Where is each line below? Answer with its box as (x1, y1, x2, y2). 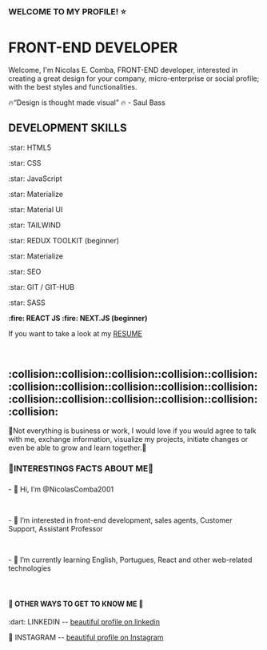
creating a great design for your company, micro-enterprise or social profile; (8, 74, 260, 83)
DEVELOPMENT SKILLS (8, 122, 127, 135)
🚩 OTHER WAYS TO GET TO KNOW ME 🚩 (8, 599, 144, 609)
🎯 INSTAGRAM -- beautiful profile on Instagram (8, 632, 164, 642)
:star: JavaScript (8, 174, 62, 183)
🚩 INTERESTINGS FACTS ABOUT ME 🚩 (8, 463, 154, 474)
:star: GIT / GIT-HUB (8, 282, 74, 291)
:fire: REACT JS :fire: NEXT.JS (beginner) (8, 313, 148, 323)
